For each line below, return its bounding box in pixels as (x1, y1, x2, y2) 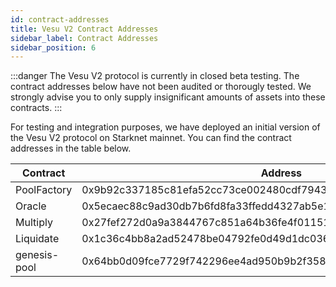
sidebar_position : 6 (10, 42, 97, 53)
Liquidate (15, 232, 60, 246)
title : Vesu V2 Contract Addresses (10, 24, 159, 34)
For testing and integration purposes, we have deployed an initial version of (10, 121, 321, 133)
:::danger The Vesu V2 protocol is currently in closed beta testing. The (10, 70, 300, 82)
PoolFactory (15, 183, 73, 197)
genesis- (15, 248, 60, 262)
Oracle (15, 199, 47, 213)
